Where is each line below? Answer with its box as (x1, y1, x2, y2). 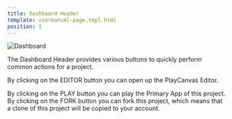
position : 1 (7, 23, 42, 30)
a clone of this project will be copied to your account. (7, 104, 160, 113)
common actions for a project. (7, 63, 94, 71)
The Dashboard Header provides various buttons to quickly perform (7, 55, 202, 64)
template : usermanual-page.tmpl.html (7, 17, 117, 24)
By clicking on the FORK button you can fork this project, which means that (7, 97, 223, 105)
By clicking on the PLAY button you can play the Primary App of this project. (7, 89, 226, 98)
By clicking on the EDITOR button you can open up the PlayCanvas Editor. (7, 76, 219, 84)
